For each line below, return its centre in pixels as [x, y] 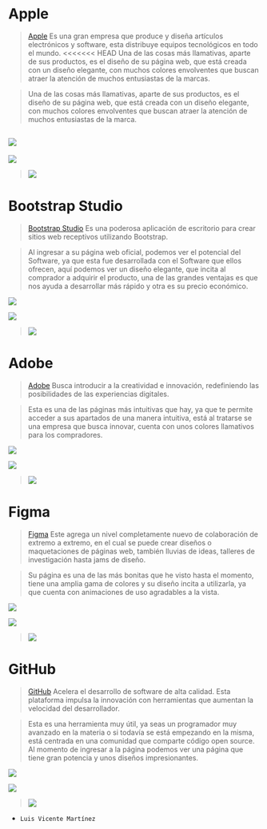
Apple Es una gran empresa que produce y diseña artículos [126, 36]
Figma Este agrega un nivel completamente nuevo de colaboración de [143, 534]
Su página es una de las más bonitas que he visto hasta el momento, [141, 575]
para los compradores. [65, 434]
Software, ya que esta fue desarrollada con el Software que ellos [135, 260]
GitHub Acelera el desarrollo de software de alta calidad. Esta [129, 691]
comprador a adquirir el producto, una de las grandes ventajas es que [143, 277]
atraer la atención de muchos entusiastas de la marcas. [119, 78]
